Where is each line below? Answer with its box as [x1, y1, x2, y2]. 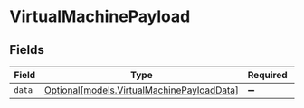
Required [247, 69, 288, 81]
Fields [9, 42, 45, 58]
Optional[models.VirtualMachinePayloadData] [43, 84, 240, 96]
